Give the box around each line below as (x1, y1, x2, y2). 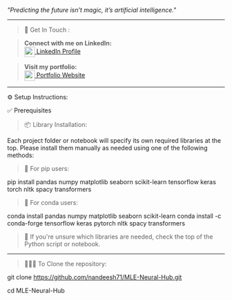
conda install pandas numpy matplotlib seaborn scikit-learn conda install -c (7, 212, 222, 220)
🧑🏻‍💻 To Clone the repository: (23, 260, 107, 268)
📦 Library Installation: (23, 121, 88, 128)
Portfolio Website (36, 70, 86, 79)
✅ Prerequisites (7, 106, 52, 114)
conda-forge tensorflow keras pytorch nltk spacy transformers (7, 219, 185, 227)
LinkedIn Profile (36, 47, 81, 55)
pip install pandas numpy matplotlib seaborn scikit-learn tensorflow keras (7, 178, 216, 186)
